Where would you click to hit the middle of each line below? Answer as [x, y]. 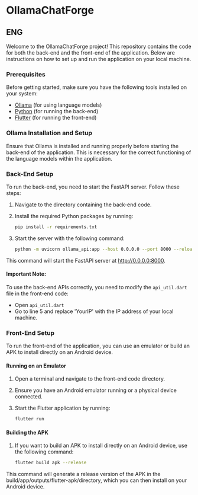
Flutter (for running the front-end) [56, 118]
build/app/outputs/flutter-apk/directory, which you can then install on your [97, 480]
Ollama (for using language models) [58, 105]
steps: [14, 193]
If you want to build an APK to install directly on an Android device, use [101, 446]
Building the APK [27, 432]
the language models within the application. [59, 158]
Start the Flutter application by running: [62, 408]
